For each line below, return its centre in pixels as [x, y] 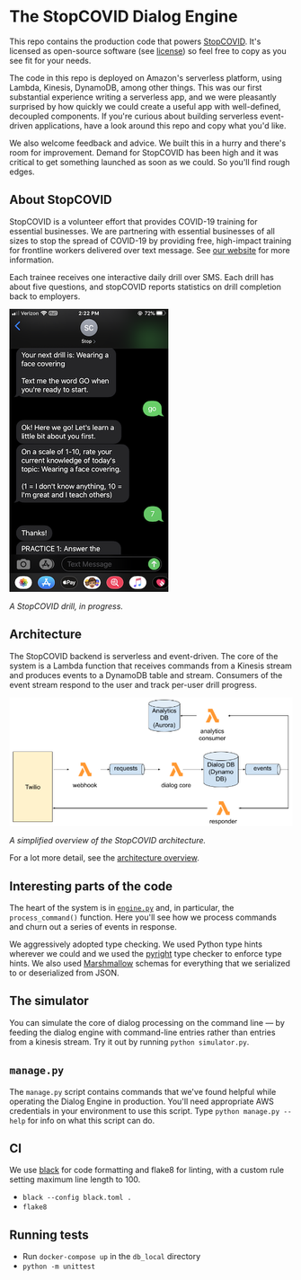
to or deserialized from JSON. [64, 973]
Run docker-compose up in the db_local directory [111, 1257]
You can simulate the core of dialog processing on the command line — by [147, 1022]
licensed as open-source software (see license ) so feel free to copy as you [148, 50]
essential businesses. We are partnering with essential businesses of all [142, 231]
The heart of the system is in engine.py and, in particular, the [122, 908]
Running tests [49, 1235]
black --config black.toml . [77, 1198]
